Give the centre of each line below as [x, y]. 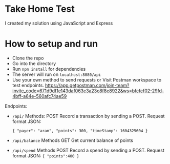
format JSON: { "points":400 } [46, 156]
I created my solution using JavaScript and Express [59, 23]
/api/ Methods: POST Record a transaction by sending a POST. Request [88, 116]
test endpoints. [28, 85]
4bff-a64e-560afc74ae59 [39, 96]
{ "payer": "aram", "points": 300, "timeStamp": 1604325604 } [80, 131]
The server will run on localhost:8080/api [57, 74]
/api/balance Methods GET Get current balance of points [73, 140]
